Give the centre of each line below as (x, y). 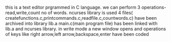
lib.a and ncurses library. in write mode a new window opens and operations (86, 29)
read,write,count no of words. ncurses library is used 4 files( (69, 13)
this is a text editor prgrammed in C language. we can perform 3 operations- (86, 7)
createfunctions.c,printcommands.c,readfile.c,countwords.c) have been (81, 18)
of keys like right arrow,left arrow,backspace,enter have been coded (77, 34)
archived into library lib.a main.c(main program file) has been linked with (81, 23)
